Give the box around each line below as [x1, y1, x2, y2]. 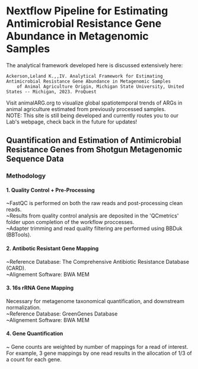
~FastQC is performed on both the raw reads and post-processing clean [6, 200, 183, 207]
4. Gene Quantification [6, 330, 63, 337]
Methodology [6, 172, 46, 180]
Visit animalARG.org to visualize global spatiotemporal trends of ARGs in [6, 99, 183, 106]
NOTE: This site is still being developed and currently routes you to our [6, 112, 179, 119]
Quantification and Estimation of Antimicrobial [6, 135, 181, 146]
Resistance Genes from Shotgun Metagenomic [6, 144, 183, 155]
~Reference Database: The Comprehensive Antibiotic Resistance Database [6, 258, 190, 265]
